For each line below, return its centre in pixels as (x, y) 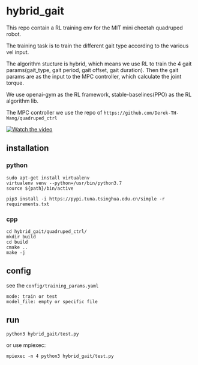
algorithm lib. (22, 101)
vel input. (18, 52)
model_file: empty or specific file (52, 301)
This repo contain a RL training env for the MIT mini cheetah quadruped (94, 28)
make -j (16, 252)
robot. (14, 34)
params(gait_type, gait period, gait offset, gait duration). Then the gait (92, 70)
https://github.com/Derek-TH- (141, 113)
